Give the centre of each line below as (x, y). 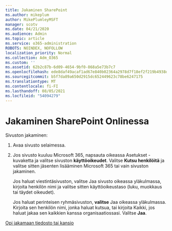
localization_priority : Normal (39, 53)
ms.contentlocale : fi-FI (32, 86)
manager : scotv (21, 24)
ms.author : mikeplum (27, 15)
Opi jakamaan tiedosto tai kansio (40, 223)
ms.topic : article (25, 39)
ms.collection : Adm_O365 (32, 58)
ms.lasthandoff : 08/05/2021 (35, 91)
